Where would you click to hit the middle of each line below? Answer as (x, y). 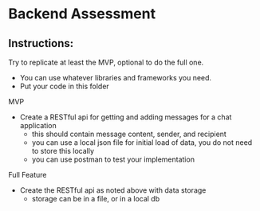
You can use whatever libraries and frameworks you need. (116, 78)
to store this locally (63, 151)
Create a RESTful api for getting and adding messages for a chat (126, 117)
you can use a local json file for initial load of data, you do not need (142, 143)
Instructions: (41, 43)
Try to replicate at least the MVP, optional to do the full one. (106, 62)
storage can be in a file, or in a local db (96, 199)
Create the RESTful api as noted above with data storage (113, 190)
